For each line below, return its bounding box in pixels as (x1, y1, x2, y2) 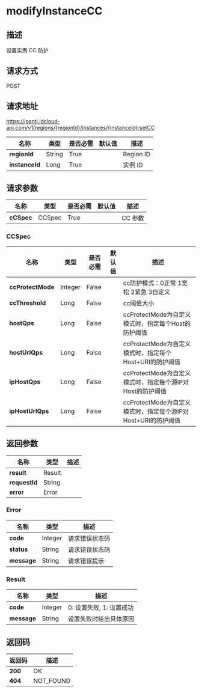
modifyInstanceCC (6, 4, 103, 18)
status (9, 545, 28, 554)
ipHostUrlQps (9, 407, 49, 415)
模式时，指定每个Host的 (123, 319, 191, 328)
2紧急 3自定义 (130, 287, 171, 296)
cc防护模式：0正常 (123, 278, 176, 287)
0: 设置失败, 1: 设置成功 (68, 603, 134, 612)
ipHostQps (9, 377, 41, 386)
